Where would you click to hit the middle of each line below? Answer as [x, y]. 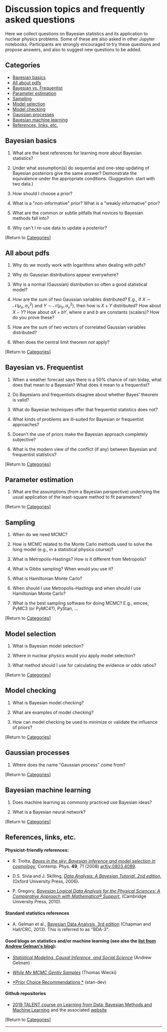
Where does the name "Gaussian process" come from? [69, 765]
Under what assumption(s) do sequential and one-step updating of [81, 168]
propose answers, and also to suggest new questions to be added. [73, 49]
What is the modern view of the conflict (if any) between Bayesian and [84, 449]
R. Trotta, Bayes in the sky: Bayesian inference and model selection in [84, 861]
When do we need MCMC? [40, 534]
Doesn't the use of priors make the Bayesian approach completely [80, 434]
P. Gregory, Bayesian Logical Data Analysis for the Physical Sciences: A [86, 891]
